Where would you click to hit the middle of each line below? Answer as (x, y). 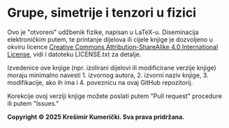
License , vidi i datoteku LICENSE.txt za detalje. (74, 54)
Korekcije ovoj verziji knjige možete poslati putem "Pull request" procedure (114, 96)
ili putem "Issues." (33, 103)
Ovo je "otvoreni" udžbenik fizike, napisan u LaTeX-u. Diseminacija (103, 32)
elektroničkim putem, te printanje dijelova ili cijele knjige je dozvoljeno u (110, 39)
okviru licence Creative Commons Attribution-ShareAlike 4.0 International (113, 47)
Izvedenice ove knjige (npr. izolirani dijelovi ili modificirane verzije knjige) (112, 67)
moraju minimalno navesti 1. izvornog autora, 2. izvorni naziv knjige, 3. (108, 75)
